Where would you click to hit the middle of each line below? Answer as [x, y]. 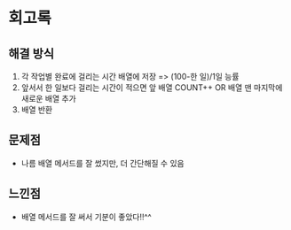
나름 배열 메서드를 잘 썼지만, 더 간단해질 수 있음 [102, 163]
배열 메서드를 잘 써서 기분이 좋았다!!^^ [86, 217]
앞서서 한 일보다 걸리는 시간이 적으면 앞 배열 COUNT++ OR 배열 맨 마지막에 [152, 88]
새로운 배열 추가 [48, 99]
